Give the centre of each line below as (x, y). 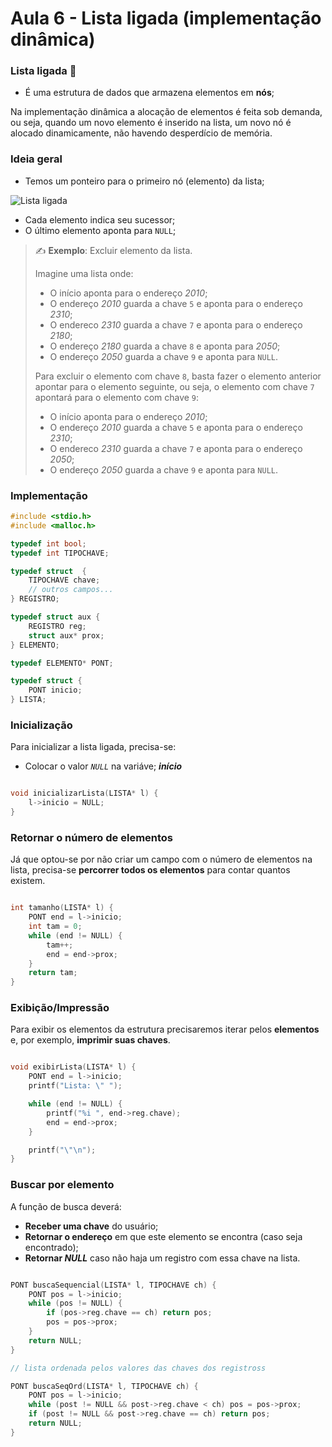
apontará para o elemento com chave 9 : (117, 397)
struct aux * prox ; (66, 635)
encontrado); (51, 1247)
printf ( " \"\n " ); (62, 1150)
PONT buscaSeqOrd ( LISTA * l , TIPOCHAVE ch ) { (104, 1386)
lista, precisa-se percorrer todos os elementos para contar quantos (150, 870)
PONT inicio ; (55, 690)
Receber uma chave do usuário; (91, 1226)
